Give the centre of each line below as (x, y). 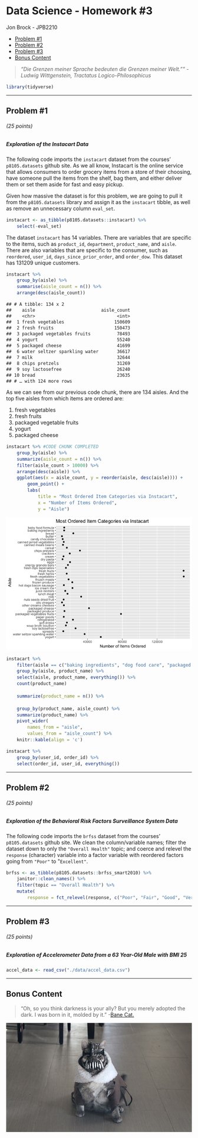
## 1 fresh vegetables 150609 (68, 322)
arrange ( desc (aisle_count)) (51, 293)
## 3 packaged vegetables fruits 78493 (68, 334)
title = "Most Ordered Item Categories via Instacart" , (108, 497)
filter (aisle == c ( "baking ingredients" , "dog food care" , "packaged (104, 665)
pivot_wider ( (33, 721)
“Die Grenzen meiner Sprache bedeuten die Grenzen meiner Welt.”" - (105, 69)
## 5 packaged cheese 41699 (68, 346)
